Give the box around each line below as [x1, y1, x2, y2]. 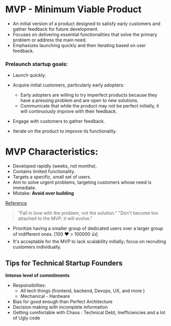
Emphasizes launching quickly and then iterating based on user [12, 42, 146, 48]
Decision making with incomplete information [12, 303, 108, 310]
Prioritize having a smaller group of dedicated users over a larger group [12, 225, 163, 231]
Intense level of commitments [5, 272, 70, 278]
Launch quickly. [12, 72, 46, 78]
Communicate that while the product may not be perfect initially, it [20, 103, 159, 109]
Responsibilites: [12, 282, 46, 288]
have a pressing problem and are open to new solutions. [20, 97, 139, 103]
